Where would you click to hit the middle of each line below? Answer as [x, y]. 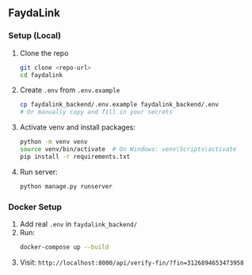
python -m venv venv [53, 142]
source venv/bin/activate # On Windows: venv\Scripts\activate [128, 149]
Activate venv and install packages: [78, 127]
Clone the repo [44, 53]
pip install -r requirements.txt [75, 157]
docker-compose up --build [64, 247]
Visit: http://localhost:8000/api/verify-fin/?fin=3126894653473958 [132, 262]
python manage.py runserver [66, 186]
